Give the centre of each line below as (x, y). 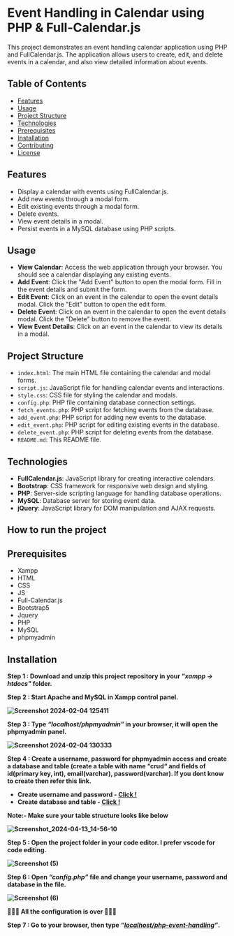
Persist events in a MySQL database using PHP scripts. (96, 228)
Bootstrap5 (34, 608)
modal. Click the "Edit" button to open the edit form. (92, 305)
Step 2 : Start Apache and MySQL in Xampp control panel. (93, 697)
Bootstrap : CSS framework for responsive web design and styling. (113, 486)
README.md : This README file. (59, 440)
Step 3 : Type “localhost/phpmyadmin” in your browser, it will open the (113, 724)
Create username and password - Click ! (77, 795)
